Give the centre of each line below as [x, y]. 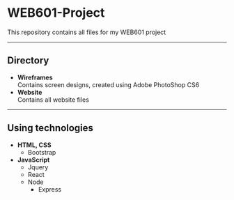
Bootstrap [42, 152]
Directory [28, 61]
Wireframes [35, 77]
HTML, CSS [34, 145]
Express [49, 189]
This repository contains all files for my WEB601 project [87, 32]
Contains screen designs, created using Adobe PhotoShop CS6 [108, 84]
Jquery [38, 167]
